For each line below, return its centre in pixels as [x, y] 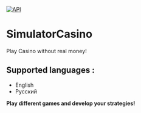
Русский [26, 91]
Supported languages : [51, 70]
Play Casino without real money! [46, 51]
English [24, 85]
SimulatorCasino [50, 34]
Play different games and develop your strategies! [71, 103]
